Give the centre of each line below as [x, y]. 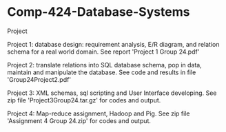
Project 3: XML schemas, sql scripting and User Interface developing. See [112, 93]
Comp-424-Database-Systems [99, 12]
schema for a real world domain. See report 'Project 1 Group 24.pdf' [103, 52]
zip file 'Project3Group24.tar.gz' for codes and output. [84, 100]
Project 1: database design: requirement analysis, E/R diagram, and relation [113, 44]
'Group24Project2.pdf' [39, 79]
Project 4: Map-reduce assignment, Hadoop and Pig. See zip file [99, 113]
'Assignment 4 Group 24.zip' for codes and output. [79, 120]
